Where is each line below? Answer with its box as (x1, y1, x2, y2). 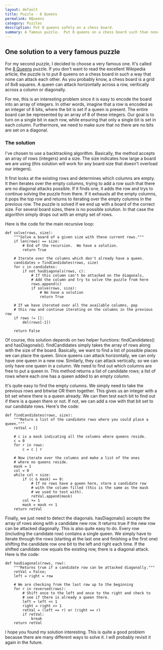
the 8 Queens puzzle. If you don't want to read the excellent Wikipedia (5, 66, 146, 72)
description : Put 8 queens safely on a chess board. (5, 25, 114, 30)
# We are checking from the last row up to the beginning (14, 582, 133, 587)
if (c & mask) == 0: (22, 477, 64, 482)
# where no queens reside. (14, 460, 68, 465)
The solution (5, 139, 35, 146)
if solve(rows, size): (31, 286, 77, 291)
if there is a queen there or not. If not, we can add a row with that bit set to (5, 398, 154, 404)
